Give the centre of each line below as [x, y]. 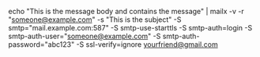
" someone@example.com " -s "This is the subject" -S [95, 20]
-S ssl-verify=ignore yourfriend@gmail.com [147, 45]
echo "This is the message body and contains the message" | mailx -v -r [126, 11]
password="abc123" [41, 45]
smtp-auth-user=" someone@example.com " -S [85, 36]
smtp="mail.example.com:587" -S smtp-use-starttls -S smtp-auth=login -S [130, 28]
